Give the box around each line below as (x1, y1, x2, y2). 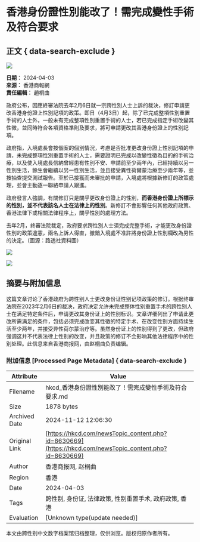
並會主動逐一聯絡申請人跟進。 (16, 181, 90, 189)
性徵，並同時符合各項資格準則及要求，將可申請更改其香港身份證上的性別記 (6, 124, 189, 131)
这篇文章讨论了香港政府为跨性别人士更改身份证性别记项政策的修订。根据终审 (6, 295, 194, 302)
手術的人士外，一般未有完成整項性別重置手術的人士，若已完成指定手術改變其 (6, 117, 194, 124)
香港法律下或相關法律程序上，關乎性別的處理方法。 (6, 210, 132, 216)
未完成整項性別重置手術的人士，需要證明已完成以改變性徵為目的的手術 (16, 152, 189, 159)
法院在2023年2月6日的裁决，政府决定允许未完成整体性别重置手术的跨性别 (6, 303, 187, 310)
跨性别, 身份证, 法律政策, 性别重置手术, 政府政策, (45, 495, 180, 503)
